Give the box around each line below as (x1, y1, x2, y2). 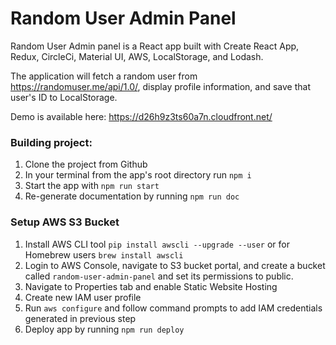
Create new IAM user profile (24, 291, 142, 303)
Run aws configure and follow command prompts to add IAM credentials (24, 302, 323, 314)
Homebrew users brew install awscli (24, 248, 184, 261)
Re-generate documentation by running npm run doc (24, 190, 240, 202)
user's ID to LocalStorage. (10, 91, 118, 103)
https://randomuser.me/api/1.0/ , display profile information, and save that (10, 80, 312, 92)
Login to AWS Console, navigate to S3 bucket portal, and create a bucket (24, 259, 326, 271)
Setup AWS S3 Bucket (10, 215, 120, 229)
